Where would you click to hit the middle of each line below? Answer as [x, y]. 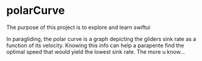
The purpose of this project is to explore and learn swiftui [78, 27]
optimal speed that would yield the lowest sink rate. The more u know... [96, 51]
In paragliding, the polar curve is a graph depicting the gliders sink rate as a [101, 39]
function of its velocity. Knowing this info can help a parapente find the [95, 45]
